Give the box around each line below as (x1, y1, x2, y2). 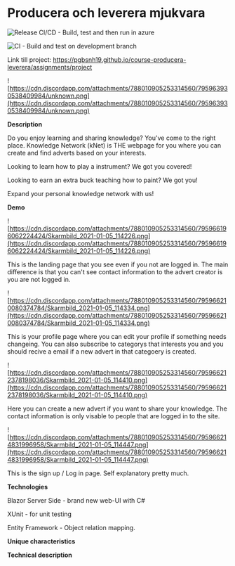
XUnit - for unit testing (7, 510, 72, 518)
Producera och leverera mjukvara (7, 5, 206, 21)
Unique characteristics (7, 536, 76, 546)
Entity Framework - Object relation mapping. (7, 523, 135, 532)
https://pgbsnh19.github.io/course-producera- (53, 55, 187, 64)
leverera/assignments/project (7, 63, 93, 71)
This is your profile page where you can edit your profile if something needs (7, 332, 227, 340)
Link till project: (7, 55, 52, 64)
